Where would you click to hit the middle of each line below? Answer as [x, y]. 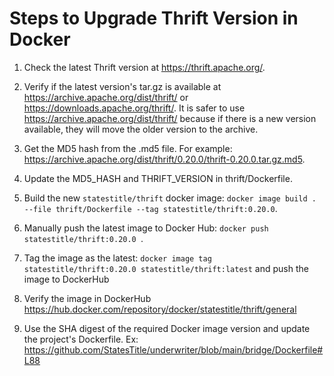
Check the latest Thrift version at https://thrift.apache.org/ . [144, 67]
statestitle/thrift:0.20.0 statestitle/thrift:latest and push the [166, 268]
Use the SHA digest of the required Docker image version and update [167, 328]
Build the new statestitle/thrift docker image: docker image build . [170, 198]
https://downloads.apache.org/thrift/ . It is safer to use [134, 108]
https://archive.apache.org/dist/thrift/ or [106, 97]
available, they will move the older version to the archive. [141, 129]
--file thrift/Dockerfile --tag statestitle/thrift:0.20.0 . [150, 208]
